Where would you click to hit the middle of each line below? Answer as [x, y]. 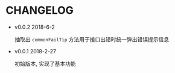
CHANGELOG [40, 10]
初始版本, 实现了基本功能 [45, 63]
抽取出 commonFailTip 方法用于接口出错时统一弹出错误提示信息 [92, 39]
